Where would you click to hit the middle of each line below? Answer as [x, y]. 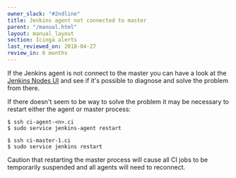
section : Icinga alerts [42, 40]
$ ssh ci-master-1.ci [39, 140]
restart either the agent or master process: [69, 109]
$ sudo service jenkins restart [55, 146]
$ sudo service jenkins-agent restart [64, 128]
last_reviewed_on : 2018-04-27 [52, 46]
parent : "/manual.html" [42, 27]
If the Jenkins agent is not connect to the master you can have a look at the [117, 73]
